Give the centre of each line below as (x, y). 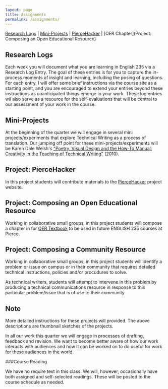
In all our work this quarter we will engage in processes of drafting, (75, 336)
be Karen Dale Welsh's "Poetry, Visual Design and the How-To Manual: (79, 148)
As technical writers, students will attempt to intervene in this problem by (81, 282)
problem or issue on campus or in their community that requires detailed (80, 267)
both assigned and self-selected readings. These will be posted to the (78, 377)
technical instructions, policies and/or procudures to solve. (66, 272)
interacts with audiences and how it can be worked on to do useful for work (84, 347)
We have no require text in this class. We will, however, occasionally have (81, 371)
